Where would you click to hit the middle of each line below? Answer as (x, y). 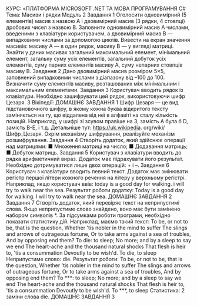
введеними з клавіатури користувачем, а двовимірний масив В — (90, 34)
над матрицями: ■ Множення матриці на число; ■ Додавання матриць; (97, 146)
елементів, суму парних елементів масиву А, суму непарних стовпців (94, 65)
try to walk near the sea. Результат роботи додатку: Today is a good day (95, 190)
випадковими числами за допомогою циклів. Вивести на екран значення (98, 40)
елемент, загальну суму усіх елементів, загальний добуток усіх (86, 59)
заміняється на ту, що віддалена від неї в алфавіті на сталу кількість (92, 115)
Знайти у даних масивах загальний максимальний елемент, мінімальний (98, 52)
